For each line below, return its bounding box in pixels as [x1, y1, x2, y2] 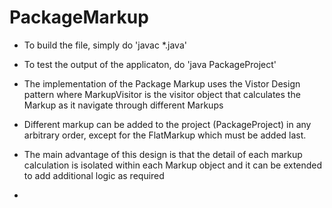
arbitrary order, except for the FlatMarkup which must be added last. [23, 129, 307, 141]
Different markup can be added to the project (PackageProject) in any [23, 118, 312, 130]
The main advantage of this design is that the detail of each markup [23, 148, 303, 160]
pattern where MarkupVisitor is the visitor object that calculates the [23, 88, 301, 100]
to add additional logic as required [23, 169, 165, 181]
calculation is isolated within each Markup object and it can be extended [23, 159, 323, 171]
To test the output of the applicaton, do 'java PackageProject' [23, 58, 277, 70]
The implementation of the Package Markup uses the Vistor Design [23, 77, 301, 90]
